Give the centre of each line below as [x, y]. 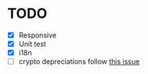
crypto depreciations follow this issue [79, 62]
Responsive [37, 35]
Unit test [32, 44]
